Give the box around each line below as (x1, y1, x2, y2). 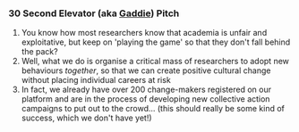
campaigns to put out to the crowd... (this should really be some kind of (21, 103, 286, 114)
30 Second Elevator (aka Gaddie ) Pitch (8, 7, 180, 20)
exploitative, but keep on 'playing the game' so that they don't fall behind (21, 37, 291, 47)
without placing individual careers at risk (21, 75, 171, 86)
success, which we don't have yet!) (21, 112, 153, 123)
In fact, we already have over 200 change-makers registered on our (21, 84, 272, 95)
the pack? (21, 46, 59, 57)
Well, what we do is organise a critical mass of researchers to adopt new (21, 56, 290, 67)
